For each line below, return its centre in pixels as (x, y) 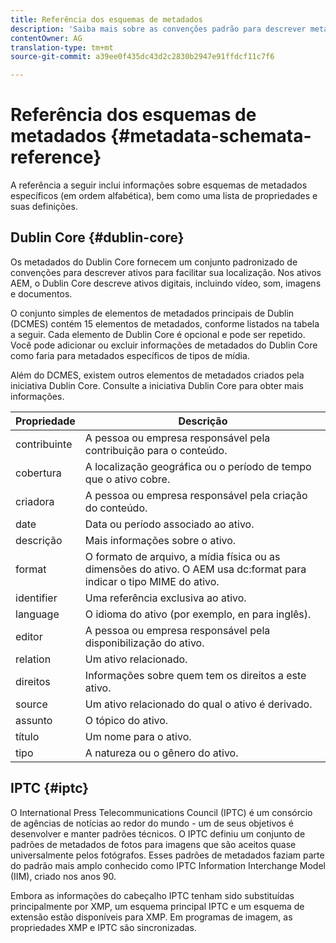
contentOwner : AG (46, 38)
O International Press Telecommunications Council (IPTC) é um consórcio (161, 812)
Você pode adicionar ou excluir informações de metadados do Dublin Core (164, 345)
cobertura (38, 473)
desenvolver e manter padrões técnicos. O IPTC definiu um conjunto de (158, 833)
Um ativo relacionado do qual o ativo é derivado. (198, 704)
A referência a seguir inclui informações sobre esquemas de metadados (159, 185)
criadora (35, 501)
